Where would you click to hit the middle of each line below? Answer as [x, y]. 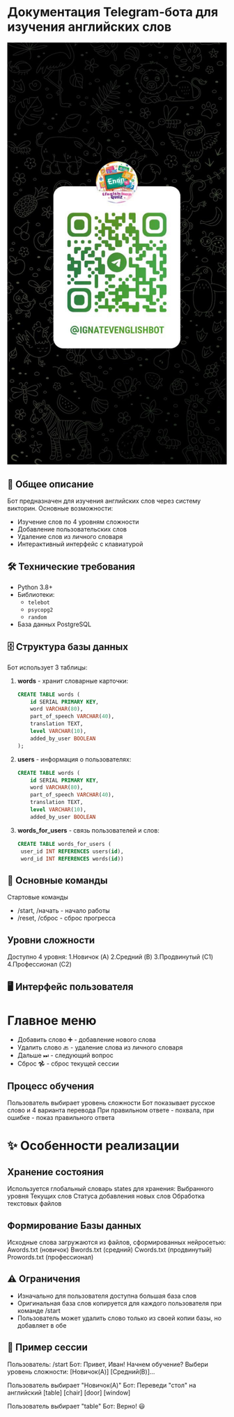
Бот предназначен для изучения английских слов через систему [104, 501]
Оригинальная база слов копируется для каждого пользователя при [119, 1303]
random [37, 617]
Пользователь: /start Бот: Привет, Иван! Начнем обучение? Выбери [108, 1364]
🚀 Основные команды [57, 880]
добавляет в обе [42, 1325]
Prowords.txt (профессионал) [50, 1257]
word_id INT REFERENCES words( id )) [72, 858]
